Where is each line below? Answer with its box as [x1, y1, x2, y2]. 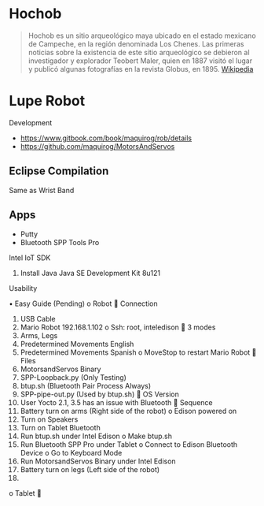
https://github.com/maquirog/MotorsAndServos [20, 141, 175, 151]
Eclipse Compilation [9, 165, 109, 178]
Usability [9, 283, 38, 292]
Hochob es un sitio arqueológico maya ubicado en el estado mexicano [27, 31, 256, 40]
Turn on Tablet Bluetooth [20, 422, 101, 432]
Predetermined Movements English [20, 339, 134, 348]
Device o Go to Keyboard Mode [20, 448, 123, 457]
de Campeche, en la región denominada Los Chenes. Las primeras [27, 39, 244, 48]
